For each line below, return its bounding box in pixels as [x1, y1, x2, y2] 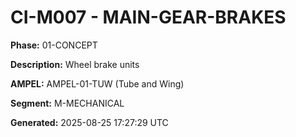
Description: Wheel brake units [10, 58, 140, 70]
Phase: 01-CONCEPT [10, 39, 98, 51]
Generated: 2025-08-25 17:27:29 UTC [10, 116, 169, 128]
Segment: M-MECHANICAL [10, 97, 125, 109]
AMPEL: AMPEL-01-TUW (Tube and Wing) [10, 77, 185, 90]
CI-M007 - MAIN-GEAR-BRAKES [10, 6, 287, 29]
